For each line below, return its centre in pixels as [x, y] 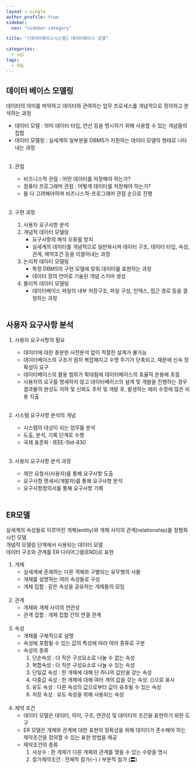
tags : [13, 60]
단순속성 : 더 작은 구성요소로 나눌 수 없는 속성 [83, 658]
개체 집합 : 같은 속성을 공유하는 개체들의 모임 [74, 587]
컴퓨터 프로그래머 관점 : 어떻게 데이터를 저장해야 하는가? [87, 186]
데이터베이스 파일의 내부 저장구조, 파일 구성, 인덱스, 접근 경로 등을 [107, 291]
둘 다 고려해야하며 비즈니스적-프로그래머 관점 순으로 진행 [88, 194]
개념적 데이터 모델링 [46, 232]
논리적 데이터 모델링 [46, 261]
